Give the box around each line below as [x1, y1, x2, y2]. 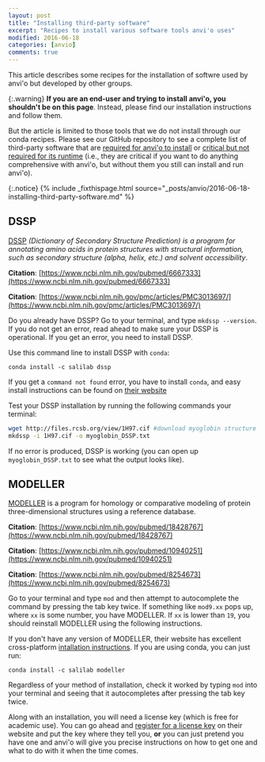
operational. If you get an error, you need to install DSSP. [8, 332, 193, 341]
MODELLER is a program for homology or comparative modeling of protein [8, 498, 251, 508]
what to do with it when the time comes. [8, 746, 138, 756]
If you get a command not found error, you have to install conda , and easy [8, 377, 241, 387]
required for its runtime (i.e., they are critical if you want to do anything [8, 151, 239, 161]
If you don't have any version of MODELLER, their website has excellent [8, 634, 241, 644]
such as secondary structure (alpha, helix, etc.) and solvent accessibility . [8, 253, 248, 262]
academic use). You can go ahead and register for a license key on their [8, 721, 243, 730]
